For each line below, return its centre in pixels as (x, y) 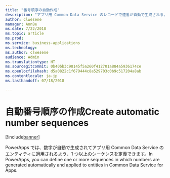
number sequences (47, 123)
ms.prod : (14, 39)
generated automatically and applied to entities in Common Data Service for (84, 165)
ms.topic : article (25, 33)
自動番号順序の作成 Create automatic (82, 112)
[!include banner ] (23, 137)
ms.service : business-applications (43, 43)
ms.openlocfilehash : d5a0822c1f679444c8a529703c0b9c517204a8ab (73, 72)
